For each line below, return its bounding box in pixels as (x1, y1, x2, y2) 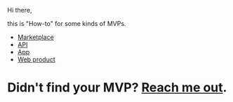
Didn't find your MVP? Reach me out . (7, 80, 227, 96)
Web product (17, 55, 55, 64)
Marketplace (17, 33, 54, 41)
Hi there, (7, 6, 32, 14)
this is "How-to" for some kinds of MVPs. (7, 20, 126, 27)
